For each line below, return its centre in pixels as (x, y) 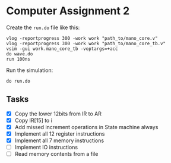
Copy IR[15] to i (33, 120)
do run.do (18, 81)
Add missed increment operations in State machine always (86, 127)
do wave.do (20, 54)
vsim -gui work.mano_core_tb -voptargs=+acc (62, 49)
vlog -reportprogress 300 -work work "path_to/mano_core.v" (82, 38)
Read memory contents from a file (56, 154)
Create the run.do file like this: (43, 27)
